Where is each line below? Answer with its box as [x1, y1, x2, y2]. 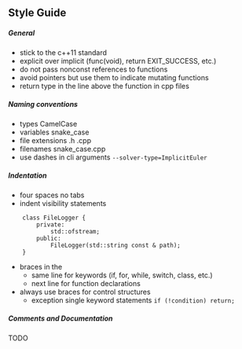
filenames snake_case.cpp [19, 145, 106, 154]
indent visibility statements [19, 199, 107, 208]
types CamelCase [19, 119, 78, 129]
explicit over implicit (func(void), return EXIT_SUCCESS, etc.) [19, 57, 217, 66]
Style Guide [8, 6, 67, 20]
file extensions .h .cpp [19, 136, 92, 145]
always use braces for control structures [19, 287, 151, 297]
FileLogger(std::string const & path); [49, 241, 181, 250]
